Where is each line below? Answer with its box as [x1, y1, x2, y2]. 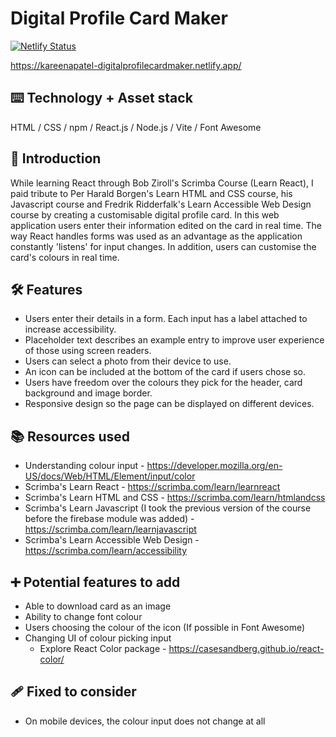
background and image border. [24, 387, 153, 399]
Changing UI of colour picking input [24, 632, 172, 644]
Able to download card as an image [24, 600, 172, 612]
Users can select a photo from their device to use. [24, 355, 232, 367]
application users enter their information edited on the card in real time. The [10, 219, 322, 231]
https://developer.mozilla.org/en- [146, 460, 283, 472]
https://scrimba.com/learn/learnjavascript [24, 523, 197, 536]
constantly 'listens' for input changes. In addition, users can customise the [10, 240, 317, 252]
